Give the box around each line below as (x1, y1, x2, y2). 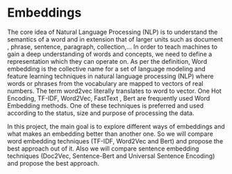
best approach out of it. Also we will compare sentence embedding (7, 144, 199, 153)
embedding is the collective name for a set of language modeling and (7, 64, 206, 73)
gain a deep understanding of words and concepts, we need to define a (7, 50, 213, 58)
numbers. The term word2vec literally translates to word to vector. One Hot (7, 87, 222, 95)
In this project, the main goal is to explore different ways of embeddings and (7, 122, 226, 130)
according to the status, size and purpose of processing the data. (7, 109, 194, 117)
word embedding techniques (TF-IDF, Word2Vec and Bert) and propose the (7, 137, 224, 145)
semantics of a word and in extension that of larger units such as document (7, 35, 224, 43)
